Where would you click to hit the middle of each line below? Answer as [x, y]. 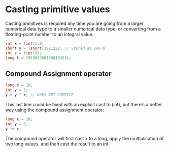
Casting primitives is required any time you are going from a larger [74, 23]
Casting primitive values [58, 9]
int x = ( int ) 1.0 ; [25, 43]
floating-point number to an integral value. [49, 34]
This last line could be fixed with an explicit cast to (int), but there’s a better [84, 104]
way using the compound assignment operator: [55, 110]
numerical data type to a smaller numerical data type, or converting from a [83, 28]
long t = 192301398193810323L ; [38, 58]
